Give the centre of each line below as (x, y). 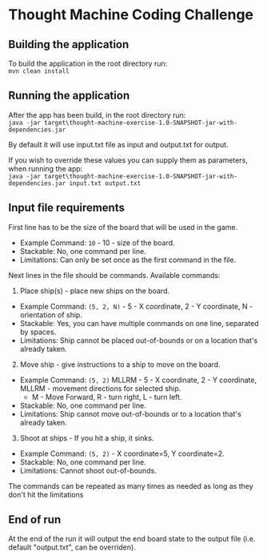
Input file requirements (67, 208)
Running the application (69, 96)
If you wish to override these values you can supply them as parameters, (128, 160)
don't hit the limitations (46, 494)
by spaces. (38, 332)
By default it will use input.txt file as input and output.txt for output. (119, 144)
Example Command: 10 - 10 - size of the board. (97, 243)
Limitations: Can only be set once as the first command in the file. (128, 260)
